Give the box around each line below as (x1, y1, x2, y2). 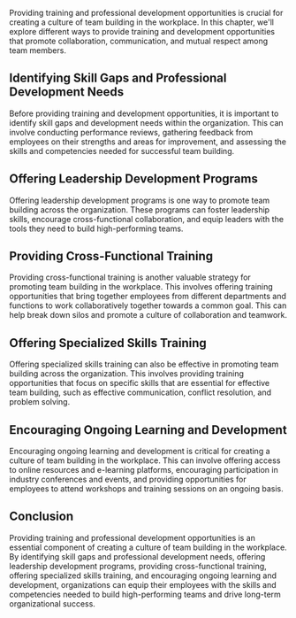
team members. (9, 45, 66, 56)
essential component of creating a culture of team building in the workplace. (9, 542, 287, 552)
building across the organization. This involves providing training (9, 368, 245, 379)
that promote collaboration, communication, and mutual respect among (9, 35, 269, 46)
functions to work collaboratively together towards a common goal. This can (9, 300, 287, 311)
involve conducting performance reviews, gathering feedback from (9, 127, 254, 137)
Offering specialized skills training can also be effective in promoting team (9, 359, 279, 370)
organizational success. (9, 598, 95, 609)
